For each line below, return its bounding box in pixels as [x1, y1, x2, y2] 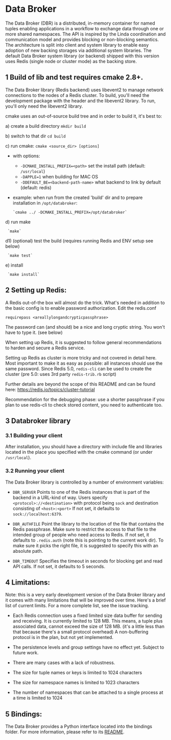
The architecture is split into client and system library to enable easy [5, 42, 149, 48]
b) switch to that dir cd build [5, 133, 66, 139]
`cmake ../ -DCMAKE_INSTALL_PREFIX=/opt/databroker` [12, 210, 128, 215]
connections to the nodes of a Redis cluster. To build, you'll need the [5, 92, 150, 98]
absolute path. [12, 548, 43, 554]
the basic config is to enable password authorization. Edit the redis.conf [5, 305, 157, 311]
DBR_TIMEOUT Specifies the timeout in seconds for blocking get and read [12, 557, 163, 564]
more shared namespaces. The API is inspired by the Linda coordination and [5, 31, 166, 37]
